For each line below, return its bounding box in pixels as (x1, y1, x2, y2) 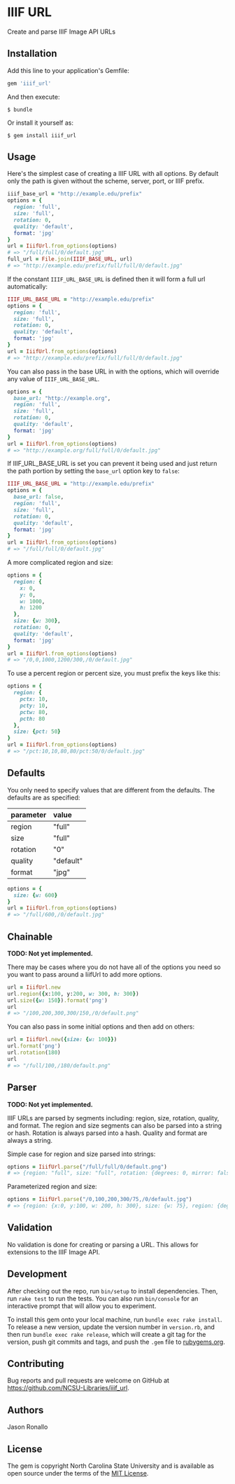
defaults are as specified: (7, 793, 80, 802)
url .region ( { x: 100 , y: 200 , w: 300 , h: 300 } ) (7, 990, 139, 997)
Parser (7, 1082, 37, 1094)
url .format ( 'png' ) (7, 1043, 61, 1050)
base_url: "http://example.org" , (13, 394, 111, 401)
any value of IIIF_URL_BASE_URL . (7, 374, 100, 383)
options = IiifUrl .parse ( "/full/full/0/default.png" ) (7, 1163, 168, 1170)
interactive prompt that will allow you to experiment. (7, 1301, 157, 1310)
